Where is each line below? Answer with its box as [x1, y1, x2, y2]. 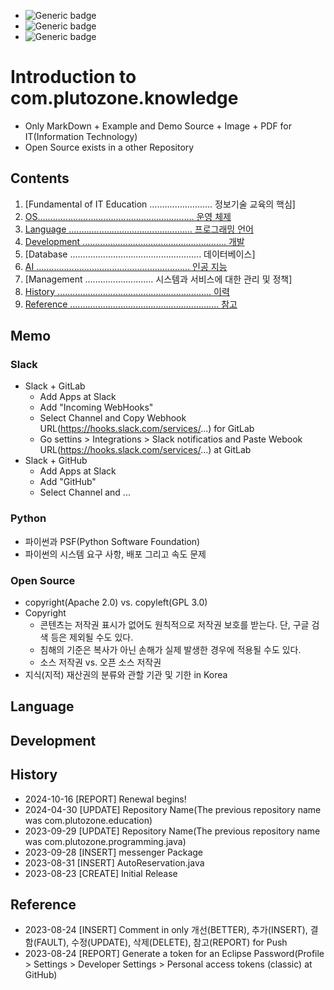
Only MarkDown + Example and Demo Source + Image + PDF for [24, 120, 293, 132]
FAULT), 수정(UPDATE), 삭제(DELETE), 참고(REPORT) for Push [36, 936, 288, 949]
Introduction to [10, 66, 137, 89]
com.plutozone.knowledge [10, 87, 239, 110]
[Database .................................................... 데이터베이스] [24, 248, 256, 260]
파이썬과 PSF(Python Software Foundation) [24, 535, 201, 547]
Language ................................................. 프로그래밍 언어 [24, 223, 254, 235]
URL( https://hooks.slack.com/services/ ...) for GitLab [39, 423, 255, 435]
